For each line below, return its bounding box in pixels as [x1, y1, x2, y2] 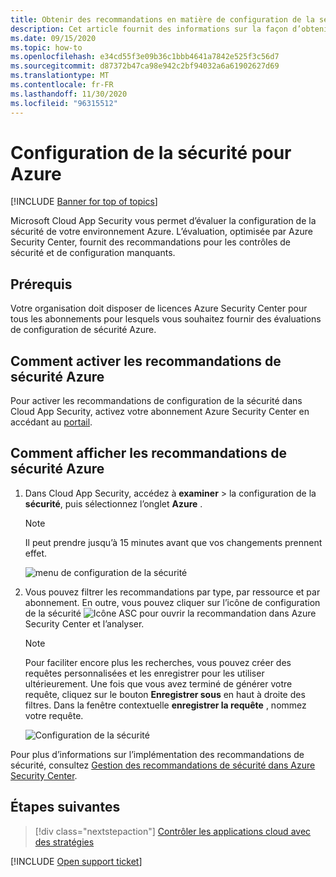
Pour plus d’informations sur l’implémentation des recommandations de [10, 748, 305, 760]
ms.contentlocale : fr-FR [10, 80, 114, 90]
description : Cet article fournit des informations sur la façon [10, 24, 288, 34]
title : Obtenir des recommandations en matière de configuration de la [10, 14, 315, 25]
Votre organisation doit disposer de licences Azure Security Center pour [10, 302, 308, 315]
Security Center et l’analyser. [24, 617, 145, 630]
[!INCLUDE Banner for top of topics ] [10, 196, 158, 208]
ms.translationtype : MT [10, 71, 110, 81]
